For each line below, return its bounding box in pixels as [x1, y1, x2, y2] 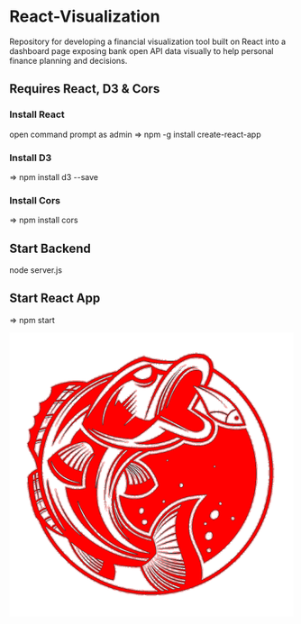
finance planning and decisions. [9, 55, 128, 66]
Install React [9, 108, 65, 121]
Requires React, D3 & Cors [9, 81, 160, 96]
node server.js [9, 265, 63, 276]
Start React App [9, 291, 101, 306]
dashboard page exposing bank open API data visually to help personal [9, 45, 274, 56]
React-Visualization [9, 6, 160, 27]
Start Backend [9, 240, 92, 256]
